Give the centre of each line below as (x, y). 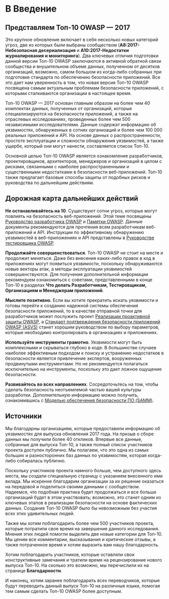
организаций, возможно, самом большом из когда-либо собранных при (83, 72)
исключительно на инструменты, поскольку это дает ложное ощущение (83, 369)
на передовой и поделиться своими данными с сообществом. (73, 486)
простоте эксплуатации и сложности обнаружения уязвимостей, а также (84, 141)
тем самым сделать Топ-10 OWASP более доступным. (64, 591)
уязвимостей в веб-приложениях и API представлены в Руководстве (80, 238)
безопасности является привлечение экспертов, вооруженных (74, 358)
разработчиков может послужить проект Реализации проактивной (78, 316)
